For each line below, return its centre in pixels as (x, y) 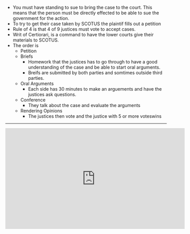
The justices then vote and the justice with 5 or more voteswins (95, 116)
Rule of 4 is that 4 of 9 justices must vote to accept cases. (74, 29)
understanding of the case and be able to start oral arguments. (94, 67)
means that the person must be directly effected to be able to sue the (86, 13)
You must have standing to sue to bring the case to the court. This (82, 7)
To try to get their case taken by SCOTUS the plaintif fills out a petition (87, 24)
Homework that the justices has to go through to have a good (93, 62)
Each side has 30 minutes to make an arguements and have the (95, 89)
